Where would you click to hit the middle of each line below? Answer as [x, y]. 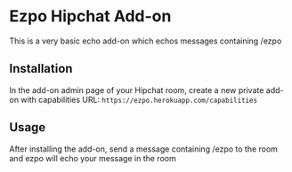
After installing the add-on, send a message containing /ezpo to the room [144, 149]
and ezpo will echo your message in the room [93, 158]
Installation [41, 69]
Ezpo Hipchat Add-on [90, 16]
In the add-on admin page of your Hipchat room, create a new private [137, 90]
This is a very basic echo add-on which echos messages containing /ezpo [146, 41]
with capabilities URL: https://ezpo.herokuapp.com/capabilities [139, 99]
